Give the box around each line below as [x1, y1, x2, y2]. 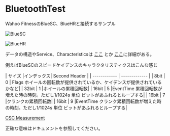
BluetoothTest [5, 3, 66, 15]
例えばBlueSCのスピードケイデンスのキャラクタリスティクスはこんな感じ [5, 62, 158, 68]
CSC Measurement [5, 115, 45, 121]
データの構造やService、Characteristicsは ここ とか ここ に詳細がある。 [5, 51, 155, 57]
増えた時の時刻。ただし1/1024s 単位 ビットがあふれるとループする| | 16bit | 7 [5, 92, 165, 98]
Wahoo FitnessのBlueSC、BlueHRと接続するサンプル [5, 20, 116, 26]
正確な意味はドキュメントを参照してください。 [5, 125, 103, 131]
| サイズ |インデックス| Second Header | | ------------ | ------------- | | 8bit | [5, 72, 165, 79]
